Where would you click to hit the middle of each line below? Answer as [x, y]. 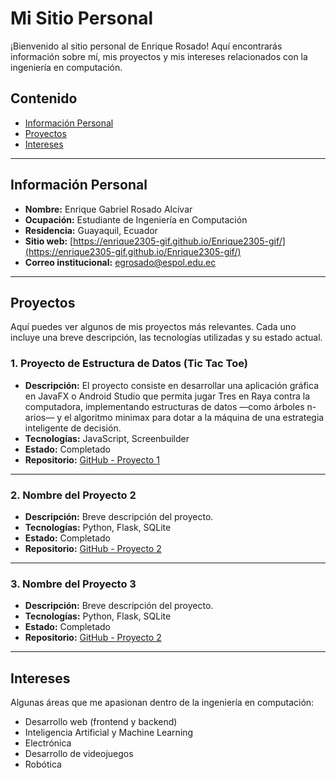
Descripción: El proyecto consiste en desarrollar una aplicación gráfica [172, 385]
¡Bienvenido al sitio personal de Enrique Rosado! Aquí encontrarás [146, 46]
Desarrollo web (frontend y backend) [101, 722]
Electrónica [48, 743]
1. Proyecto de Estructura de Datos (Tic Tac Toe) [129, 364]
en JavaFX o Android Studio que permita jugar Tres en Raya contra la [167, 396]
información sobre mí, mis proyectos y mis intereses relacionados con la [159, 56]
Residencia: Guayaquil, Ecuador [91, 230]
